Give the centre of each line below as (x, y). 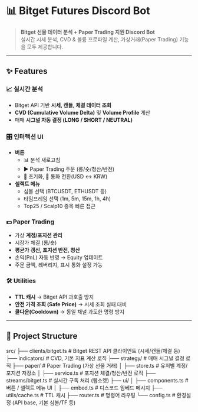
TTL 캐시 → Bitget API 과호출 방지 (54, 297)
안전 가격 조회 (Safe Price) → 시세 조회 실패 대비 (71, 304)
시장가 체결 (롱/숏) (36, 243)
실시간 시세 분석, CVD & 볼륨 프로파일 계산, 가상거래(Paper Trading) (99, 39)
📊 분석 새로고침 (42, 160)
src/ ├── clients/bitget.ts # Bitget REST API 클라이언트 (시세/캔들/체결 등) (93, 351)
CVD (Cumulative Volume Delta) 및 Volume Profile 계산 (82, 112)
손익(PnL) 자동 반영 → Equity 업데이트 (59, 258)
